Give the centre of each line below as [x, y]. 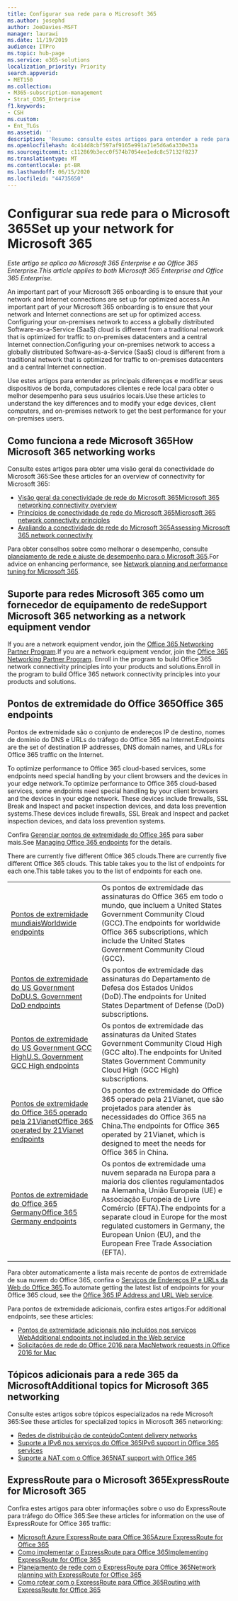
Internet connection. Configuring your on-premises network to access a [111, 345]
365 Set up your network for [91, 228]
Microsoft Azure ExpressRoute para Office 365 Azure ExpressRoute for [120, 1537]
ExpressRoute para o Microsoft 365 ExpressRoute [118, 1480]
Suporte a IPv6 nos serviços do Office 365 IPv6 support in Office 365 [118, 1442]
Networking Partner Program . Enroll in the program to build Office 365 [110, 659]
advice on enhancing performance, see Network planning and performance [118, 564]
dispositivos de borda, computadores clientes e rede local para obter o [111, 388]
